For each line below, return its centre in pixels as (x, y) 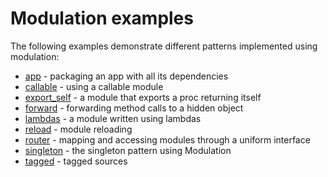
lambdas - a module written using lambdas (113, 118)
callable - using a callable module (94, 86)
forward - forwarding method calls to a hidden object (134, 108)
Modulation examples (102, 18)
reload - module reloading (78, 129)
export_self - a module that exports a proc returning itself (143, 97)
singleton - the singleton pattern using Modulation (128, 150)
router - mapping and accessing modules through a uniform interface (167, 139)
